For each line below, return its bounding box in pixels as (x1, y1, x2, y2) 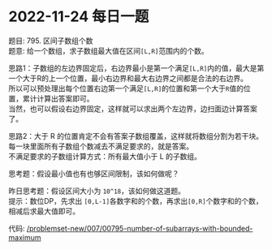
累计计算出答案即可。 (22, 93, 94, 103)
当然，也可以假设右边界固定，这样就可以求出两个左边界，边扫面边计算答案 (8, 103, 257, 114)
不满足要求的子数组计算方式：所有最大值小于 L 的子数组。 (8, 151, 201, 161)
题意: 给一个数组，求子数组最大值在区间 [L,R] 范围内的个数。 (8, 45, 209, 55)
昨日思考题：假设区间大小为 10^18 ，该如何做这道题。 (8, 186, 185, 196)
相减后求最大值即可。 (8, 206, 80, 216)
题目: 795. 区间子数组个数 (8, 36, 93, 45)
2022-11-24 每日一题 (8, 7, 149, 26)
